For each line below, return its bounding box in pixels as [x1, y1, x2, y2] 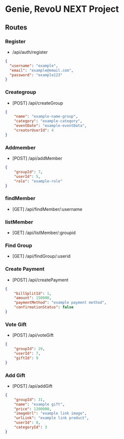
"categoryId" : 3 [14, 425, 48, 430]
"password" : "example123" [9, 73, 63, 78]
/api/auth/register [12, 49, 48, 55]
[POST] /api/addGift [12, 383, 53, 389]
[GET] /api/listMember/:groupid [12, 230, 76, 236]
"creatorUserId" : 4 [14, 128, 54, 133]
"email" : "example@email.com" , [9, 68, 74, 73]
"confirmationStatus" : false [14, 305, 74, 310]
